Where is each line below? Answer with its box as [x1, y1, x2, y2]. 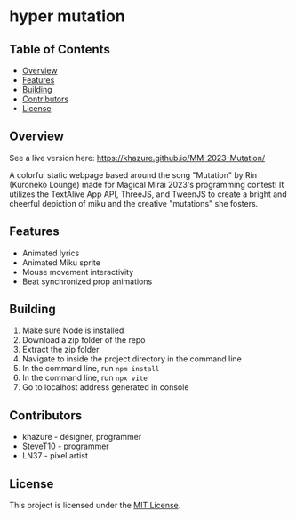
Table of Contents [9, 42, 111, 57]
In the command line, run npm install [21, 363, 160, 374]
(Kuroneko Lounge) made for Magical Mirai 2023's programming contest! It [9, 179, 284, 190]
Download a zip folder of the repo [21, 335, 146, 345]
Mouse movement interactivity [21, 266, 134, 277]
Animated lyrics [21, 247, 80, 258]
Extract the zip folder [21, 345, 100, 355]
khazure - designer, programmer [21, 432, 142, 442]
